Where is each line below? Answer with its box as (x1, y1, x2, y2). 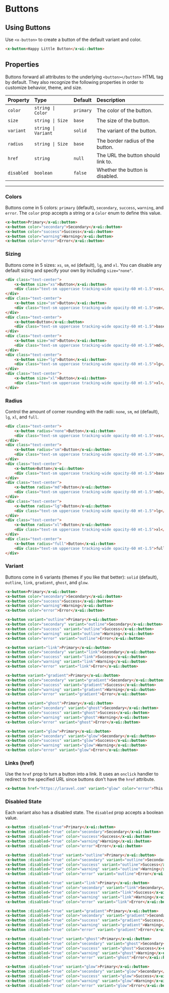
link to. (96, 158, 112, 165)
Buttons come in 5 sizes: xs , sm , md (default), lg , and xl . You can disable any (5, 262, 162, 268)
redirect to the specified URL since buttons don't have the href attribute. (5, 776, 155, 782)
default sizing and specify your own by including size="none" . (5, 267, 133, 273)
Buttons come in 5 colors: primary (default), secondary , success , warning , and (5, 204, 164, 210)
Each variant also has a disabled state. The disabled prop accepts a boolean (5, 810, 163, 816)
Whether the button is (96, 166, 148, 173)
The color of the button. (96, 107, 152, 114)
